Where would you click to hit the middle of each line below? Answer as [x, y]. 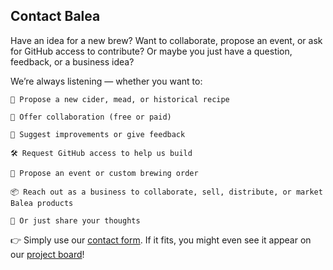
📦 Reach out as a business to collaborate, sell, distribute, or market [166, 192]
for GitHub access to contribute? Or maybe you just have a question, [151, 51]
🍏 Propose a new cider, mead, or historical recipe [120, 99]
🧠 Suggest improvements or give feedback [98, 134]
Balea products [42, 203]
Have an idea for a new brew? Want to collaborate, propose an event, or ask [166, 40]
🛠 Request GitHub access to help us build [101, 153]
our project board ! [47, 254]
